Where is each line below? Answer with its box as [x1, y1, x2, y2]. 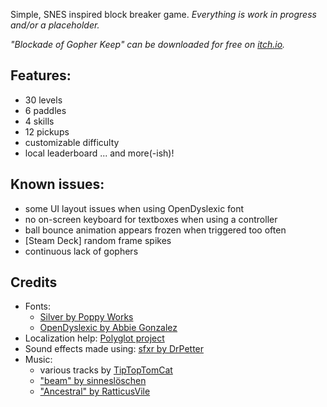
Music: [24, 354, 53, 366]
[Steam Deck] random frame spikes [24, 234, 172, 246]
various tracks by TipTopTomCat [39, 364, 173, 376]
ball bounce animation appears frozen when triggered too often [24, 224, 287, 236]
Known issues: [10, 176, 105, 193]
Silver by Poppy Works [39, 311, 134, 323]
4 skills [24, 115, 55, 127]
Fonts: [24, 300, 52, 313]
